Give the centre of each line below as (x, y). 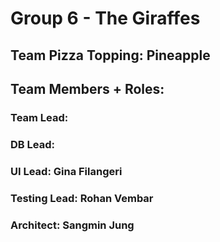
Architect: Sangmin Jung (72, 225)
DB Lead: (32, 144)
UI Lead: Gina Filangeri (66, 171)
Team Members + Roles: (87, 88)
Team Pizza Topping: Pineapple (110, 55)
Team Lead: (39, 117)
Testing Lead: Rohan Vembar (82, 198)
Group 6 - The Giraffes (105, 18)
